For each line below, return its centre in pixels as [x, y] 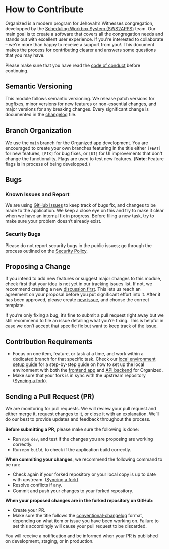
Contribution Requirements [49, 342]
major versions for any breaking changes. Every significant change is [77, 109]
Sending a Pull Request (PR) [50, 396]
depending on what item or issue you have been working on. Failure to [86, 521]
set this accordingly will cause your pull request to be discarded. [80, 526]
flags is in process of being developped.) [48, 164]
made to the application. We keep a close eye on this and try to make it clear [84, 211]
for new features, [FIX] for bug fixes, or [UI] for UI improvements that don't [84, 153]
